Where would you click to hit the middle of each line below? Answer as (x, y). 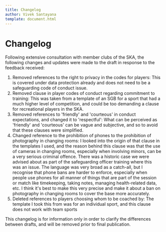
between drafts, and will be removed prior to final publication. (68, 225)
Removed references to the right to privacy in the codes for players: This (86, 77)
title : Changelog (23, 10)
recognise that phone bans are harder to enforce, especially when (80, 172)
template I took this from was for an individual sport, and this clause (82, 204)
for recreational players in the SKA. (48, 109)
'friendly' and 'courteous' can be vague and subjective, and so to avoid (85, 125)
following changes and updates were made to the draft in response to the (80, 63)
